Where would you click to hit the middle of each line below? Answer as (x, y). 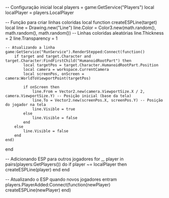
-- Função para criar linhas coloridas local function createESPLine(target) (81, 22)
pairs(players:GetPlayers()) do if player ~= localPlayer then (66, 164)
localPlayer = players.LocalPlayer (40, 13)
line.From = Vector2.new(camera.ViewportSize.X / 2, (88, 91)
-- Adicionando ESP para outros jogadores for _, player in (65, 159)
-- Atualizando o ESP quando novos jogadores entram (61, 179)
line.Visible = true (54, 109)
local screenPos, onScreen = (54, 74)
